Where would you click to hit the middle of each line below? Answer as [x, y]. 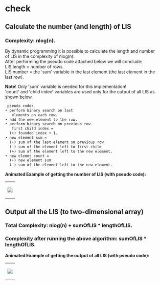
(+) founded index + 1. [34, 133]
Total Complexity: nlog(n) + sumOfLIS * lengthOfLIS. [69, 225]
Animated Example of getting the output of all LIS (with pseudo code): [77, 255]
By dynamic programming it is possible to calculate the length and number [80, 51]
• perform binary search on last [39, 110]
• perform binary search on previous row [48, 124]
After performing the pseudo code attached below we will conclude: [74, 61]
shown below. [19, 97]
